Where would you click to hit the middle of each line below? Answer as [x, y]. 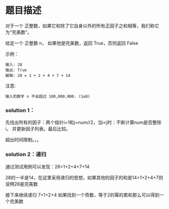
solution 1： [20, 110]
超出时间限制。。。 [23, 140]
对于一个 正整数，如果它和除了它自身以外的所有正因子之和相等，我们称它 [82, 26]
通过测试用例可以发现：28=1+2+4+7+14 [47, 166]
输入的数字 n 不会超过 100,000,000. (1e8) [48, 96]
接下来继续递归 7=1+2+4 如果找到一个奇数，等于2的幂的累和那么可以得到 [82, 195]
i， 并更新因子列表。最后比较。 [38, 129]
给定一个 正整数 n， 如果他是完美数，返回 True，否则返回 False [72, 43]
